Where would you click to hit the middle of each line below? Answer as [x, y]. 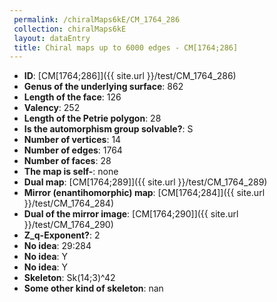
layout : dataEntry [52, 38]
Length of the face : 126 [72, 97]
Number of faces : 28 [67, 161]
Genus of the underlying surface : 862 [103, 87]
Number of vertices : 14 [72, 140]
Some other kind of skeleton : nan [93, 288]
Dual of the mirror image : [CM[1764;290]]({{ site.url [131, 214]
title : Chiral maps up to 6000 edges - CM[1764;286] [126, 47]
